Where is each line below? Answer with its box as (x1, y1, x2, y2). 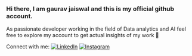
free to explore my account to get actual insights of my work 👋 (6, 32, 159, 39)
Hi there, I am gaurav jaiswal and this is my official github (6, 5, 175, 13)
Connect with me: (6, 43, 49, 50)
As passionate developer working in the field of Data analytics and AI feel (6, 25, 187, 32)
